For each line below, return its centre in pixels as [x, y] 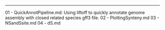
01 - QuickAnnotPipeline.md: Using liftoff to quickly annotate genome [75, 13]
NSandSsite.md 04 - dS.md [33, 23]
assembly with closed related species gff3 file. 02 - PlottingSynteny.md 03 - [82, 18]
